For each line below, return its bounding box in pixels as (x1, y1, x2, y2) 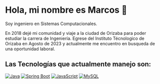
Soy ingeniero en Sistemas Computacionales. (5, 21, 97, 27)
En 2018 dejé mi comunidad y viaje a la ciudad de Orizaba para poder (5, 30, 147, 36)
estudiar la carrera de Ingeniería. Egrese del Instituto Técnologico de (5, 35, 145, 41)
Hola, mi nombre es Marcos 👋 (5, 4, 127, 16)
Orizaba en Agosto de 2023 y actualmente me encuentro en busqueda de (5, 40, 156, 46)
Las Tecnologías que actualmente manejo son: (5, 60, 152, 68)
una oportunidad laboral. (5, 46, 55, 52)
